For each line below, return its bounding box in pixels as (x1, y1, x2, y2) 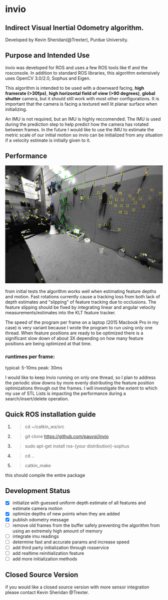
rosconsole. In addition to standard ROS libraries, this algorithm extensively (5, 70, 160, 76)
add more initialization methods (12, 555, 77, 562)
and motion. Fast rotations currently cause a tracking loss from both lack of (5, 294, 160, 300)
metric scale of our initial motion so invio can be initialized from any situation (5, 132, 163, 138)
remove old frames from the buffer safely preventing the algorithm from (12, 522, 160, 528)
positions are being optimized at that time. (5, 341, 92, 347)
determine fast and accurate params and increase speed (12, 539, 129, 545)
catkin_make (24, 462, 51, 468)
